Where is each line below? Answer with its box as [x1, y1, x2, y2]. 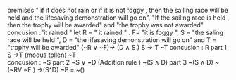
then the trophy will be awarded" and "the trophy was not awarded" [7, 21, 204, 29]
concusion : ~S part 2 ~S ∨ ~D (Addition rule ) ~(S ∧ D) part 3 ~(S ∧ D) [7, 58, 213, 66]
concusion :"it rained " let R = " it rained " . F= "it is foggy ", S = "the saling [7, 28, 223, 36]
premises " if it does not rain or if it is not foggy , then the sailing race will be [7, 6, 229, 14]
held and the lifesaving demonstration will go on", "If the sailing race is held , [7, 13, 230, 22]
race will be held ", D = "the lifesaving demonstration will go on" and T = [7, 36, 217, 44]
